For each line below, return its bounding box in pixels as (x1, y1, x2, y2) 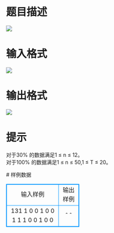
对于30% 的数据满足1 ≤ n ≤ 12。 (6, 151, 83, 158)
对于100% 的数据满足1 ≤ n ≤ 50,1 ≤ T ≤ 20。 (6, 158, 112, 166)
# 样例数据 (6, 171, 32, 178)
